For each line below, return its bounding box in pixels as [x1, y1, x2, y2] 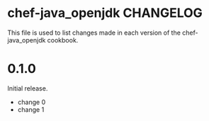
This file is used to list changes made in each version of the [7, 28, 181, 37]
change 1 [17, 105, 45, 114]
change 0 [17, 98, 46, 106]
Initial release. [7, 83, 48, 93]
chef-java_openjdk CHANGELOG [7, 5, 203, 21]
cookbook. [47, 35, 79, 44]
